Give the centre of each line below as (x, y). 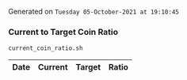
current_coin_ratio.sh (46, 48)
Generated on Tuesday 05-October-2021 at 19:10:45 (94, 11)
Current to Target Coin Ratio (63, 32)
